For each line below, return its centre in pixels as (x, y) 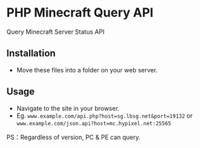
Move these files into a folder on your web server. (87, 70)
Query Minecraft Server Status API (56, 32)
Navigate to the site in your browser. (68, 108)
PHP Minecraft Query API (80, 13)
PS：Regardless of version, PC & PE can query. (73, 137)
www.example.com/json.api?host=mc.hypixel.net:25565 (94, 123)
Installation (31, 53)
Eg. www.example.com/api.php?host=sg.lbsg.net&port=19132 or (104, 116)
